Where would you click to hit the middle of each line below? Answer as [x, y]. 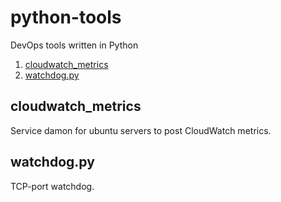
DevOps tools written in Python [74, 45]
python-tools [66, 17]
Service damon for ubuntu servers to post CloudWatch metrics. [141, 130]
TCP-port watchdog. [52, 186]
